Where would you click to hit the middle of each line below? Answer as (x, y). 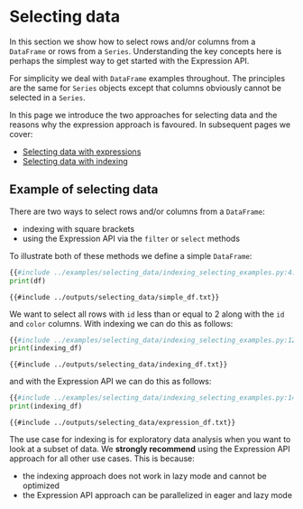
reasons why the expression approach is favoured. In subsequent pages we (150, 125)
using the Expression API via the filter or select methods (131, 238)
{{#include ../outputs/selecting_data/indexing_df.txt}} (119, 365)
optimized (41, 486)
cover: (21, 134)
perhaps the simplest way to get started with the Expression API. (129, 60)
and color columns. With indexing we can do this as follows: (121, 323)
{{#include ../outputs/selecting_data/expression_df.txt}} (123, 422)
